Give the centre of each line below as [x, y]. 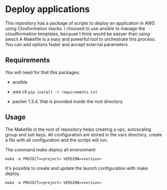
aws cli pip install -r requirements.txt [55, 92]
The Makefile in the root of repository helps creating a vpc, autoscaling [78, 129]
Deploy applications [47, 9]
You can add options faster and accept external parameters [66, 44]
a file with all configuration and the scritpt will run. [57, 140]
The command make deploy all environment [50, 149]
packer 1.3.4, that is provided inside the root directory [67, 101]
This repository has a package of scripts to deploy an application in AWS [80, 23]
